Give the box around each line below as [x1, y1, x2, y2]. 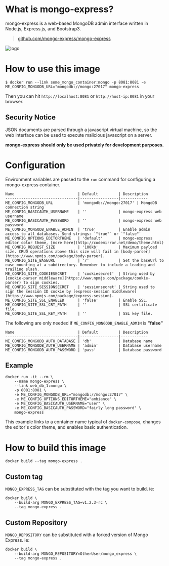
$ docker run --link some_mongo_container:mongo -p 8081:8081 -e [5, 79, 146, 85]
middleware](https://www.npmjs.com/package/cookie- [39, 275, 151, 280]
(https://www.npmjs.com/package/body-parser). [5, 253, 105, 259]
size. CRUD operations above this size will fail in [5, 249, 119, 254]
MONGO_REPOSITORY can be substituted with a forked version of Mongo [5, 532, 148, 538]
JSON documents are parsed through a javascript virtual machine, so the [5, 127, 157, 133]
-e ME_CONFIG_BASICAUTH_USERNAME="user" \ [14, 401, 105, 406]
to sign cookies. [23, 280, 60, 285]
